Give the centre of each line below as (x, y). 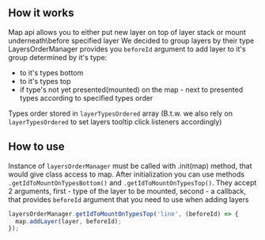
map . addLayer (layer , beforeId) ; (69, 221)
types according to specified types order (86, 97)
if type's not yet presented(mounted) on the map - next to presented (131, 90)
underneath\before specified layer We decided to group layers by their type (131, 40)
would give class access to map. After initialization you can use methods (127, 174)
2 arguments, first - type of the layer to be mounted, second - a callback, (127, 191)
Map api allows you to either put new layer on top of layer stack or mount (127, 32)
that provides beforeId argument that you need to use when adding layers (129, 199)
